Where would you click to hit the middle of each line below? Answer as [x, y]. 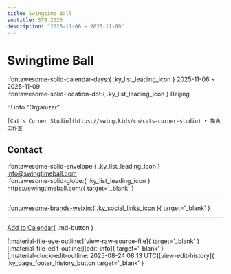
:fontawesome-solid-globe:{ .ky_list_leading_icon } [79, 181]
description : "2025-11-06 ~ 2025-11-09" [66, 26]
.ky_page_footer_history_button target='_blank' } [76, 263]
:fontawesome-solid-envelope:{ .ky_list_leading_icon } [84, 167]
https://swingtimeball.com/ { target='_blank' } [71, 188]
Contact [25, 150]
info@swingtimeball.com [42, 173]
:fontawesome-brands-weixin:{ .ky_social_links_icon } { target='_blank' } [109, 208]
